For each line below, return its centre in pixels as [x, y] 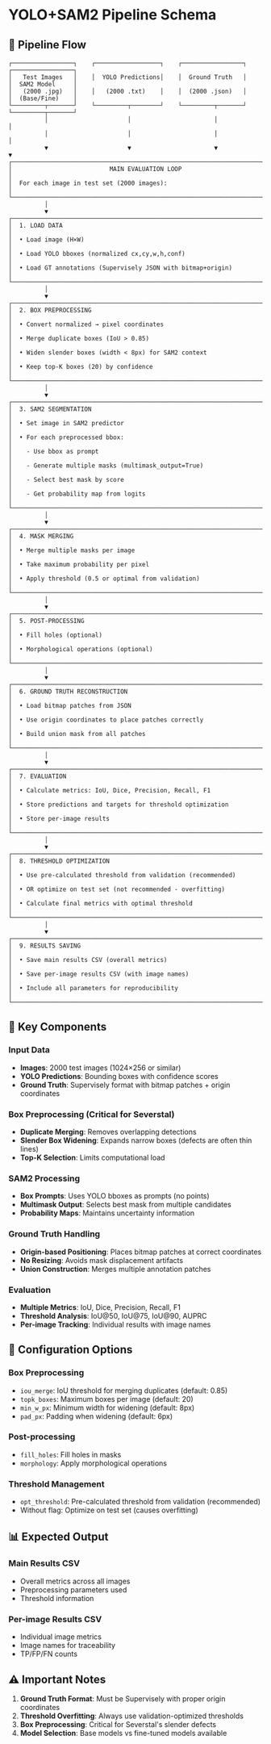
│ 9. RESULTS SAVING [45, 946]
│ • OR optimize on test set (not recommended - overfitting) [117, 889]
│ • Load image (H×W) [46, 240]
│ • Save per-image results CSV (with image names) [99, 974]
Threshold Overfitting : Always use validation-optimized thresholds [132, 1716]
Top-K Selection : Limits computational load [92, 1157]
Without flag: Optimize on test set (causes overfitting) [109, 1510]
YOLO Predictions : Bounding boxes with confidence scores [119, 1076]
